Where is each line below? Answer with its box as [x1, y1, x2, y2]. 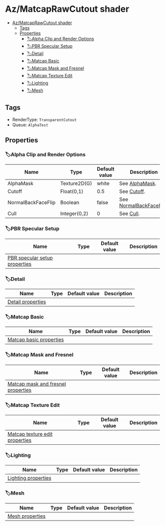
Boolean [60, 199, 80, 206]
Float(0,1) [60, 188, 83, 195]
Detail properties [7, 299, 46, 306]
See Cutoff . [119, 188, 146, 195]
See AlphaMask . [119, 180, 157, 187]
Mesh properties [7, 513, 46, 520]
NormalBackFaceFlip [7, 199, 55, 206]
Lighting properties [7, 475, 52, 482]
